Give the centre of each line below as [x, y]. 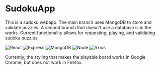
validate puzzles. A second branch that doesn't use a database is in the [78, 27]
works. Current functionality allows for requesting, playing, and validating [80, 33]
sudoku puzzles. [22, 38]
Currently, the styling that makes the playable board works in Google [75, 57]
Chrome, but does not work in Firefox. [44, 62]
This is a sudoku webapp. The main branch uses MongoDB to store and [78, 22]
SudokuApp [30, 9]
